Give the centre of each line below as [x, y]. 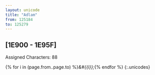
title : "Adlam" [21, 15]
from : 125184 [19, 19]
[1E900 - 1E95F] [31, 45]
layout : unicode [22, 10]
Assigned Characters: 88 [31, 57]
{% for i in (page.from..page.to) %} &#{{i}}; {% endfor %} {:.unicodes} [78, 67]
